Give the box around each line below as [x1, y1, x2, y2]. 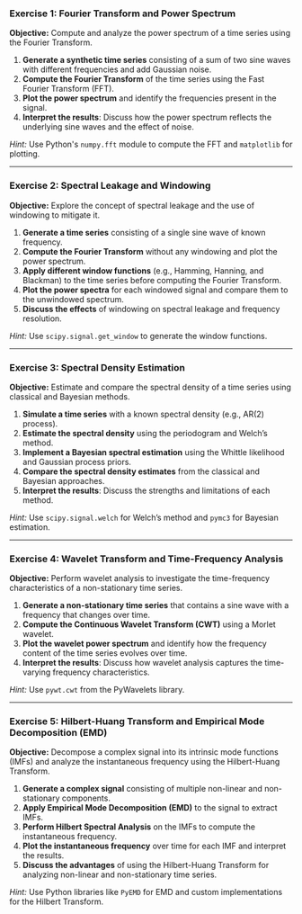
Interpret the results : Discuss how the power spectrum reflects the [22, 112, 272, 123]
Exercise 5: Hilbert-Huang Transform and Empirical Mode [9, 715, 265, 728]
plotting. [9, 148, 40, 159]
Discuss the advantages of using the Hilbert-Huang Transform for [22, 860, 270, 871]
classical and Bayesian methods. [9, 390, 130, 402]
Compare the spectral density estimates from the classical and [22, 466, 261, 477]
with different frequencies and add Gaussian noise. [22, 64, 212, 75]
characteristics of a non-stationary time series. [9, 583, 183, 594]
